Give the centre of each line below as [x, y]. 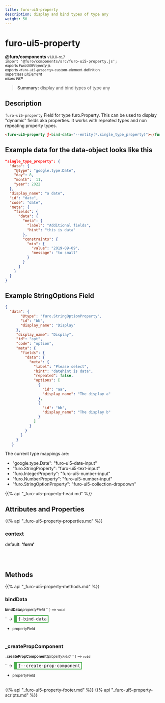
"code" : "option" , [35, 344]
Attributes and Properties [45, 509]
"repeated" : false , [54, 376]
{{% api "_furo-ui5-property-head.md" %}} [49, 494]
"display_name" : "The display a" [77, 394]
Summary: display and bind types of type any [64, 88]
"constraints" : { [40, 239]
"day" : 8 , [24, 175]
